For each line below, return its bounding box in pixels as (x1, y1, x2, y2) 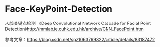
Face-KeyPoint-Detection (5, 3, 113, 15)
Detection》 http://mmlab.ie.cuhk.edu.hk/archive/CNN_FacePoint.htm (5, 26, 144, 32)
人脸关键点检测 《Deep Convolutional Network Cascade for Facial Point (5, 20, 151, 26)
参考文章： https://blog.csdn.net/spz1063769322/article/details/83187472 (5, 36, 155, 42)
